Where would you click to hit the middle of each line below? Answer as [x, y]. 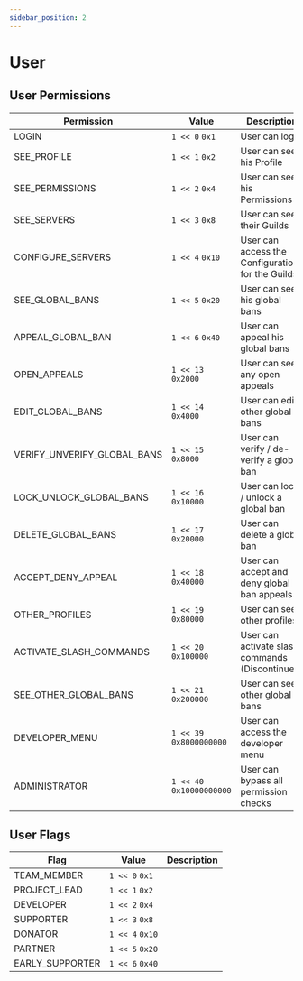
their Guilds [265, 225]
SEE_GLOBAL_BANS [57, 300]
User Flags [40, 835]
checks [256, 802]
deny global [265, 583]
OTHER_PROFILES [53, 615]
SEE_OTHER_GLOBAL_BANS [73, 694]
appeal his [262, 337]
